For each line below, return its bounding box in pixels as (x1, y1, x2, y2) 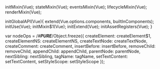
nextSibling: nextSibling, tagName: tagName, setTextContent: (5, 54, 128, 59)
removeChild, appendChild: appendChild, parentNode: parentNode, (5, 48, 140, 54)
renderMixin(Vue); (5, 9, 42, 15)
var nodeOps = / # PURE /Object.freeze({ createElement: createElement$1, (5, 33, 152, 39)
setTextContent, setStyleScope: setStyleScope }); (5, 59, 105, 64)
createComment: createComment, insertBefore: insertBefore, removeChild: (5, 43, 156, 49)
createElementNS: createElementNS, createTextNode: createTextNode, (5, 38, 148, 44)
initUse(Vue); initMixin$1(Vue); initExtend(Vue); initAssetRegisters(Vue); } (5, 24, 153, 29)
